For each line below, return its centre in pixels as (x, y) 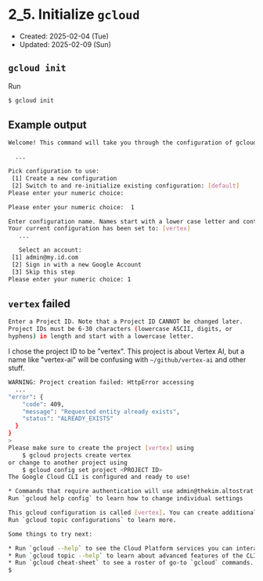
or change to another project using (68, 463)
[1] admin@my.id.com (45, 258)
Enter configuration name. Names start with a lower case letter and (124, 221)
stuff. (16, 368)
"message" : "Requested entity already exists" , (101, 412)
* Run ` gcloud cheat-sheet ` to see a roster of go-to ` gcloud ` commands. (131, 563)
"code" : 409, (43, 404)
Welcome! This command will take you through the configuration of (121, 143)
